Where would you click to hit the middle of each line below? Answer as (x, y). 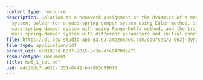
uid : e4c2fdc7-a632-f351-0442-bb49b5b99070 (62, 68)
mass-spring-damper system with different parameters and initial (97, 34)
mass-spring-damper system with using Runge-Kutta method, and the (98, 29)
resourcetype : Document (36, 57)
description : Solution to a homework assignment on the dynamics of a (97, 17)
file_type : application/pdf (42, 46)
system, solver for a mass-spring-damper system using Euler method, (101, 23)
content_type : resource (36, 12)
